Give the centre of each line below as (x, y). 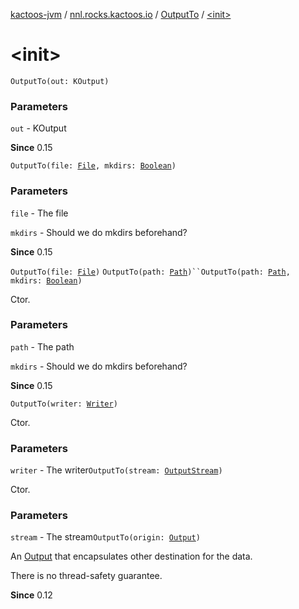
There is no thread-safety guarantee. (86, 576)
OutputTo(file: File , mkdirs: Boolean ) (93, 166)
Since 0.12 (31, 595)
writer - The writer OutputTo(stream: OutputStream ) (116, 470)
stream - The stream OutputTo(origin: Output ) (105, 537)
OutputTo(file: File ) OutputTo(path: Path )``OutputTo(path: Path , (150, 272)
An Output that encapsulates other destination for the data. (131, 556)
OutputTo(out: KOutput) (60, 81)
